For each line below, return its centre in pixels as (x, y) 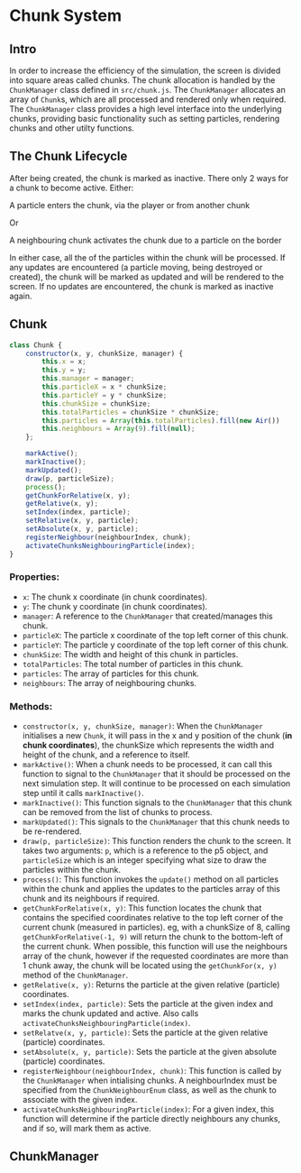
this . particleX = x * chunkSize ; (105, 387)
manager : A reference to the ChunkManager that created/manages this (147, 616)
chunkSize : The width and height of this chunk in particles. (130, 654)
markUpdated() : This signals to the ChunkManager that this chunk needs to (156, 822)
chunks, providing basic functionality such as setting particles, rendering (145, 119)
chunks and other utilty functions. (72, 128)
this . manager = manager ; (88, 379)
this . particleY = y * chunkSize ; (105, 395)
